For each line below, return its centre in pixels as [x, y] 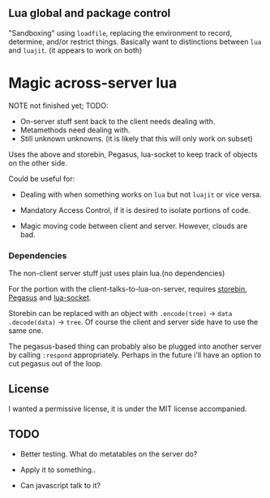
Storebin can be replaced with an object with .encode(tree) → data [120, 314]
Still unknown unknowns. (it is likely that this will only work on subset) [136, 138]
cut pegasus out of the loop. [56, 364]
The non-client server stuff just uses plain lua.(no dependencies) [117, 273]
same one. [26, 331]
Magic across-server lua [93, 83]
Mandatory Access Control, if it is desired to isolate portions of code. [135, 210]
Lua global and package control [90, 13]
